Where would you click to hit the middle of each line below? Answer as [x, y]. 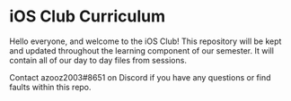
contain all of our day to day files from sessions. [98, 60]
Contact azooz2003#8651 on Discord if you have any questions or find [140, 77]
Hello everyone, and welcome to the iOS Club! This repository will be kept [145, 41]
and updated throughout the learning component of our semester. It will [141, 50]
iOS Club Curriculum [88, 17]
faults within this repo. [50, 87]
